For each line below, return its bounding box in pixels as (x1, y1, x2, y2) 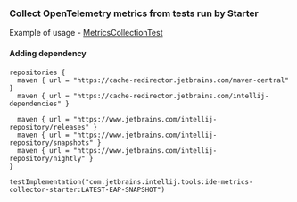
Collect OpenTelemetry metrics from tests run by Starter (9, 7, 259, 20)
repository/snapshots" (9, 138, 94, 147)
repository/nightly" (9, 154, 87, 163)
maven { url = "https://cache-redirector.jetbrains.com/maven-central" (17, 75, 290, 85)
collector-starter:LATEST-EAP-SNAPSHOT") (9, 185, 166, 194)
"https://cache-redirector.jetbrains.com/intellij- (72, 91, 269, 100)
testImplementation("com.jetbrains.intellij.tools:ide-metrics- (9, 177, 253, 186)
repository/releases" (9, 122, 90, 131)
